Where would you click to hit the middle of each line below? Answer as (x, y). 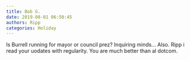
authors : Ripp (24, 22)
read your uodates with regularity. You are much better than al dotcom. (92, 51)
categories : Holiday (31, 28)
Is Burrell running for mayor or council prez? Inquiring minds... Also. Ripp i (95, 45)
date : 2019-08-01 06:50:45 (39, 17)
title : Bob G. (24, 11)
